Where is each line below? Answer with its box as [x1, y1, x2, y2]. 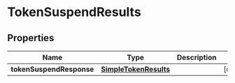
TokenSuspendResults [7, 4, 141, 20]
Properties [7, 32, 55, 44]
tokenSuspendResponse [10, 64, 94, 74]
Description [176, 53, 217, 62]
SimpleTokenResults [101, 64, 170, 74]
